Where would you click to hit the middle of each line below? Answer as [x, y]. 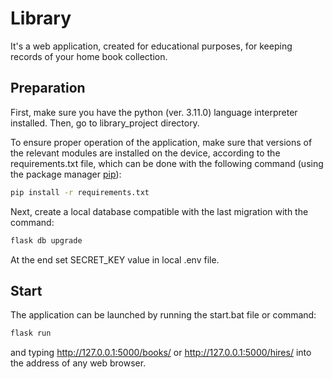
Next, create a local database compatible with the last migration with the [159, 211]
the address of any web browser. [78, 363]
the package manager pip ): [66, 174]
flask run [31, 333]
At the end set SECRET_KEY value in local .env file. [115, 259]
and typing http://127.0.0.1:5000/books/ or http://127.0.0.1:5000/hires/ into [161, 353]
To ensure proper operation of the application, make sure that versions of [161, 142]
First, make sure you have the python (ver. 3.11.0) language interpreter [154, 112]
